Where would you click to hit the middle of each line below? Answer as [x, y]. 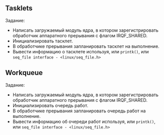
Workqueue [24, 73]
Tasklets [19, 8]
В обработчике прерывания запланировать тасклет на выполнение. [86, 46]
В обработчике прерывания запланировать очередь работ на [79, 111]
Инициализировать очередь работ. [50, 105]
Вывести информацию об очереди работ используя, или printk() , [84, 121]
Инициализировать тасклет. [43, 41]
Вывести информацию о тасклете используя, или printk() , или [80, 51]
